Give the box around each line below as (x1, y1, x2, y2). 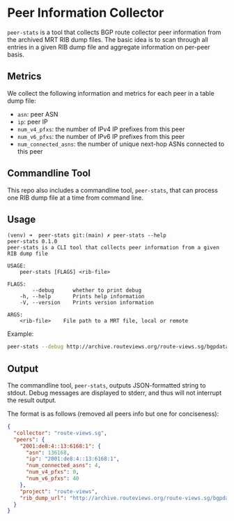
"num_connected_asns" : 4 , (25, 462, 101, 469)
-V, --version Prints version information (19, 299, 155, 307)
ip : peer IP (17, 117, 48, 126)
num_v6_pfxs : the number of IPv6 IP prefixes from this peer (17, 132, 185, 140)
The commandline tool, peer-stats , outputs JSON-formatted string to (7, 381, 206, 390)
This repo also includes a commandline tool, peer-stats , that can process (7, 186, 218, 194)
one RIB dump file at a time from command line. (7, 193, 144, 202)
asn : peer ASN (17, 110, 58, 118)
